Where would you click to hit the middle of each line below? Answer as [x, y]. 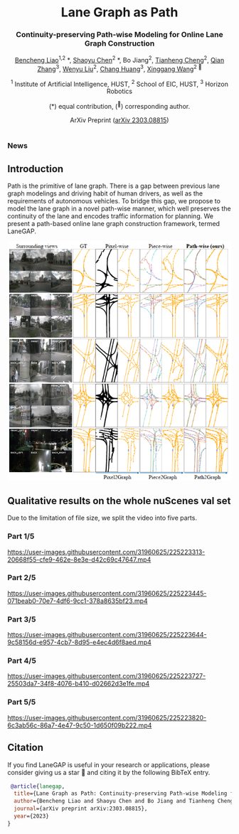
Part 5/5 [22, 702]
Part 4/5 [22, 661]
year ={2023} [32, 816]
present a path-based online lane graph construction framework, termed [114, 224]
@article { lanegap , [38, 786]
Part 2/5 [22, 578]
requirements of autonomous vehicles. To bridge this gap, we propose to [114, 201]
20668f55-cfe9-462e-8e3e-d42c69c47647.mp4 [79, 560]
